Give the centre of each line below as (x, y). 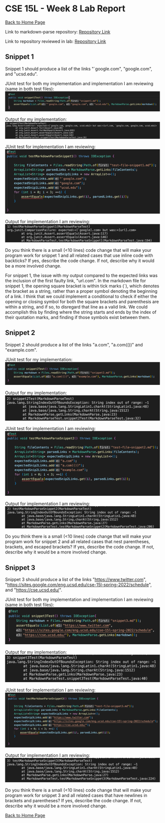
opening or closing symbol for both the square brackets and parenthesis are (82, 302)
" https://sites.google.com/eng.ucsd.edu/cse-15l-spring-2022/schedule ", (79, 585)
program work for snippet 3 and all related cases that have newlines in (76, 795)
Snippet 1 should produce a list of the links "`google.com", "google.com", (79, 69)
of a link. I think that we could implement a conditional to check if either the (81, 297)
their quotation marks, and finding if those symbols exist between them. (78, 317)
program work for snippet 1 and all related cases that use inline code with (79, 256)
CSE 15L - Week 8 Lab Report (65, 9)
